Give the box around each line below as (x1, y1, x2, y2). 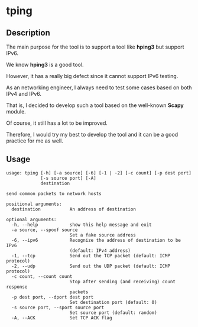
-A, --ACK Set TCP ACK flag (11, 315, 112, 320)
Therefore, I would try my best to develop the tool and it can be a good (6, 131, 178, 138)
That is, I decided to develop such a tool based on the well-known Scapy (6, 102, 184, 109)
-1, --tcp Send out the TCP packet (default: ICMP (11, 252, 170, 258)
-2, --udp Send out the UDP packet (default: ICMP (11, 263, 170, 269)
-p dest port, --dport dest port (11, 294, 94, 300)
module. (6, 108, 27, 115)
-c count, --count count (11, 273, 73, 279)
